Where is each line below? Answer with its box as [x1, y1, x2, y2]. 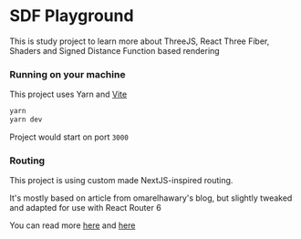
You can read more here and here [9, 220, 136, 231]
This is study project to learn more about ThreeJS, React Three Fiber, [9, 36, 270, 47]
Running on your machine [9, 68, 126, 80]
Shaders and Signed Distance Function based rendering [9, 45, 221, 56]
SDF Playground [9, 5, 134, 26]
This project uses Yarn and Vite [9, 88, 128, 100]
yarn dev [9, 115, 43, 124]
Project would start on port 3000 [9, 131, 130, 142]
